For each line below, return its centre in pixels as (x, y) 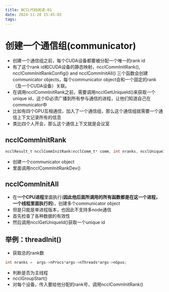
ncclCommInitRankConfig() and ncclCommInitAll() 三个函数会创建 (80, 73)
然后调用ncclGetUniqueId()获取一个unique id (59, 222)
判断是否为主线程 (30, 272)
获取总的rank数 (28, 253)
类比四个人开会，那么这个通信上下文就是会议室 (61, 124)
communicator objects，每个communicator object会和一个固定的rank (84, 80)
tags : (11, 19)
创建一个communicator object (43, 162)
